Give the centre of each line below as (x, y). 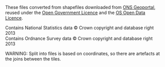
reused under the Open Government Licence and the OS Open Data (75, 13)
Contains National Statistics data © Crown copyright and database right (80, 28)
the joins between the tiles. (33, 59)
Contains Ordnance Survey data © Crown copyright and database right (79, 38)
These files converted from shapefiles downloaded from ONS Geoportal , (80, 7)
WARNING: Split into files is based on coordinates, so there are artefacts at (82, 53)
